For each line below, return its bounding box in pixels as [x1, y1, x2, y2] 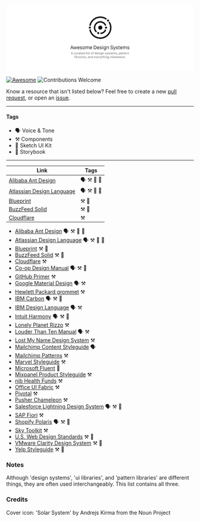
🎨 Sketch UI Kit [14, 142, 52, 149]
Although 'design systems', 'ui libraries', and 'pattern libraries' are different [6, 474, 189, 481]
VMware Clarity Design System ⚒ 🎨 [14, 440, 103, 447]
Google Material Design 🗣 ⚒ [14, 279, 86, 287]
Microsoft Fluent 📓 [14, 365, 61, 372]
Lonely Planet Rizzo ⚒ [14, 321, 70, 329]
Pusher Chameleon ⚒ [14, 396, 68, 403]
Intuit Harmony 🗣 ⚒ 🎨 [14, 313, 70, 320]
